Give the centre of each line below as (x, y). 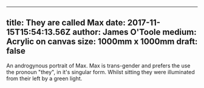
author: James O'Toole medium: (135, 32)
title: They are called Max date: (66, 23)
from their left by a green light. (44, 78)
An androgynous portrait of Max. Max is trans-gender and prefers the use (98, 65)
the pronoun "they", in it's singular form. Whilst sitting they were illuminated (101, 72)
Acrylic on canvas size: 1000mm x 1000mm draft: (102, 42)
